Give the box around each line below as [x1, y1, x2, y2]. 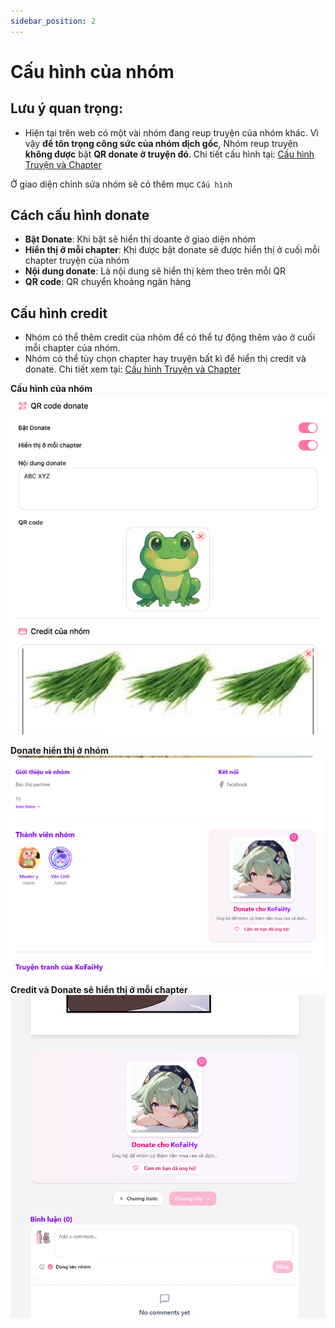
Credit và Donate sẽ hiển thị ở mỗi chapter [10, 984, 188, 996]
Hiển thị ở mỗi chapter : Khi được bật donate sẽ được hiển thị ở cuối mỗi [24, 244, 320, 256]
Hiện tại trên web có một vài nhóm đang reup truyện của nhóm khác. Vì [24, 126, 319, 139]
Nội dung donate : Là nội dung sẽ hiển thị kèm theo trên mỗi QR [24, 265, 286, 277]
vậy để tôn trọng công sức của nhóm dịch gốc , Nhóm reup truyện [24, 137, 299, 149]
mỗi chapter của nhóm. [24, 342, 121, 354]
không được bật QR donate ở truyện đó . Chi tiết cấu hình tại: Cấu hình [24, 148, 315, 160]
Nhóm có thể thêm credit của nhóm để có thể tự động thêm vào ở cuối [24, 331, 316, 344]
